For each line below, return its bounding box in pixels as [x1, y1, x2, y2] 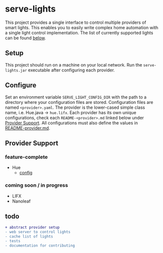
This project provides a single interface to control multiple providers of [5, 19, 146, 25]
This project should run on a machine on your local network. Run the [5, 62, 143, 67]
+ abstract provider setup [5, 225, 60, 230]
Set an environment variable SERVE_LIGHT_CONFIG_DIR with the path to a [5, 94, 147, 100]
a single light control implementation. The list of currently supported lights [5, 30, 153, 35]
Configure [5, 81, 36, 89]
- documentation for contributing [5, 243, 75, 248]
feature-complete [5, 153, 48, 160]
